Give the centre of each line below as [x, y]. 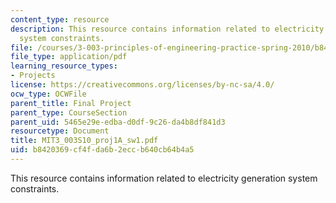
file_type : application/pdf [69, 57]
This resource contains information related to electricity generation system [164, 178]
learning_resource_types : [64, 66]
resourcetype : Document [60, 131]
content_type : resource [60, 19]
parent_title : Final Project [71, 103]
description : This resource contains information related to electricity [167, 29]
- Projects [33, 76]
